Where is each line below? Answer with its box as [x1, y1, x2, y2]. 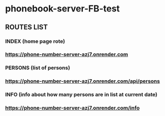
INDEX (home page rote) [5, 38, 65, 45]
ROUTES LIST [5, 23, 48, 31]
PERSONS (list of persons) [5, 64, 70, 71]
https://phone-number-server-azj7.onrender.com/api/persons [5, 78, 161, 85]
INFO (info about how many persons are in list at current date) [5, 91, 158, 98]
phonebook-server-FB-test [5, 3, 120, 14]
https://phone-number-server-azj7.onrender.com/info [5, 105, 140, 112]
